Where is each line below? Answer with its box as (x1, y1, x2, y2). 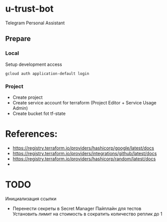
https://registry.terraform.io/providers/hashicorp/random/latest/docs (12, 156, 156, 162)
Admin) (12, 105, 28, 111)
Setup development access (5, 61, 62, 67)
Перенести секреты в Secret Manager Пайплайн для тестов (12, 205, 142, 211)
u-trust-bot (5, 3, 54, 15)
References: (5, 128, 58, 140)
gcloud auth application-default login (5, 71, 90, 76)
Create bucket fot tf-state (12, 110, 66, 117)
